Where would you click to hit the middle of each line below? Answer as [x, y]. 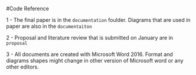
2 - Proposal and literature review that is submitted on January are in [89, 37]
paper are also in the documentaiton [49, 26]
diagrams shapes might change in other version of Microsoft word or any [95, 61]
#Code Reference [27, 9]
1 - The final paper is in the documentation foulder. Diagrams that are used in [98, 20]
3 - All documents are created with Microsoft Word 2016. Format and [89, 54]
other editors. [23, 67]
